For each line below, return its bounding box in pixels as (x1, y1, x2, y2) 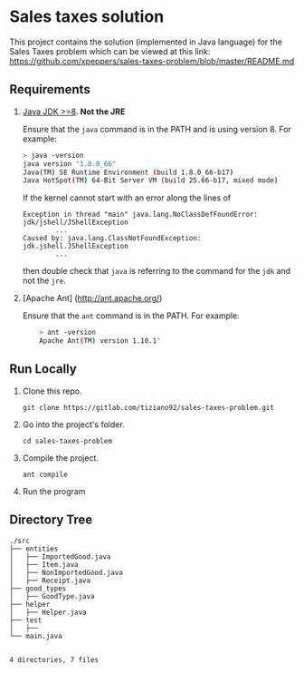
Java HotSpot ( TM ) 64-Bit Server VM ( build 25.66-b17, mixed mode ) (22, 176, 279, 185)
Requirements (9, 82, 90, 97)
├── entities (9, 544, 59, 553)
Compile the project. (22, 452, 100, 463)
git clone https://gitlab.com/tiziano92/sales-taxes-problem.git (22, 403, 274, 412)
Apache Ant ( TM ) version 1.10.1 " (39, 336, 161, 346)
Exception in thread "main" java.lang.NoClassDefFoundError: (22, 210, 259, 219)
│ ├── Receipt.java (9, 576, 91, 585)
